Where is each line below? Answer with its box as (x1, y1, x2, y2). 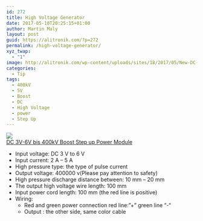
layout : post (6, 31, 39, 38)
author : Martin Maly (6, 25, 59, 32)
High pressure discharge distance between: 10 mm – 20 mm (14, 176, 165, 183)
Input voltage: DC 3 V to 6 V (14, 150, 85, 157)
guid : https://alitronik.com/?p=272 (6, 37, 98, 43)
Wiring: (14, 195, 33, 203)
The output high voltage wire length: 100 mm (14, 182, 127, 190)
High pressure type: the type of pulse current (14, 163, 128, 170)
